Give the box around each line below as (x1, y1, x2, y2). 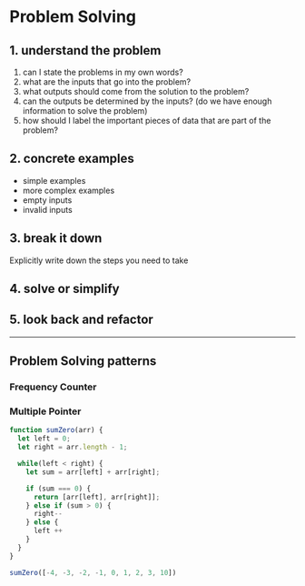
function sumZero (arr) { (9, 426, 103, 435)
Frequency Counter (9, 380, 97, 393)
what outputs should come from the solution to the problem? (22, 86, 250, 96)
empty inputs (22, 194, 73, 206)
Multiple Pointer (9, 405, 82, 418)
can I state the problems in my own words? (22, 66, 183, 77)
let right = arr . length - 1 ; (17, 443, 128, 452)
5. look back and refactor (9, 312, 154, 328)
